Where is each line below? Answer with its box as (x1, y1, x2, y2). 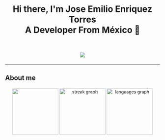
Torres (68, 14, 97, 25)
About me (5, 73, 36, 82)
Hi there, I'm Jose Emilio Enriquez (12, 3, 153, 15)
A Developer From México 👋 (25, 25, 140, 35)
